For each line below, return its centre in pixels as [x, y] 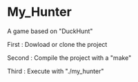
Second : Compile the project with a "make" [69, 58]
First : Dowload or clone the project [57, 44]
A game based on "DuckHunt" [50, 31]
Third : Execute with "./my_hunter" [56, 71]
